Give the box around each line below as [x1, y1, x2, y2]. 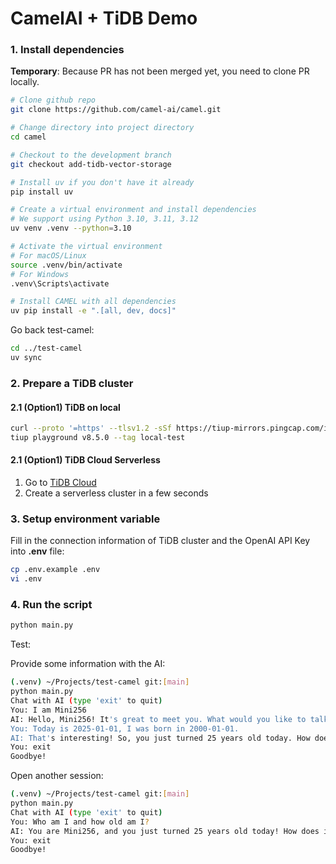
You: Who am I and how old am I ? [10, 817, 150, 827]
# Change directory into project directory [10, 123, 195, 133]
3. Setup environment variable [10, 512, 161, 526]
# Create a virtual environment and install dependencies [10, 205, 257, 215]
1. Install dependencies [10, 43, 125, 57]
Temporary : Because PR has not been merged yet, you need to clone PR [10, 65, 310, 77]
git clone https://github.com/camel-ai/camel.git [10, 105, 222, 115]
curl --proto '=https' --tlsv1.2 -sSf [10, 423, 172, 434]
